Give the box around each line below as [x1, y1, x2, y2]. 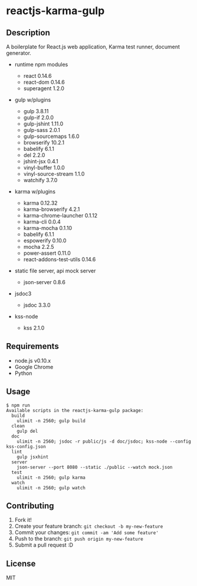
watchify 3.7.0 [23, 177, 58, 183]
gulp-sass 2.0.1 [23, 127, 61, 133]
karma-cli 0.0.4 [23, 218, 61, 225]
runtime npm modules [14, 61, 68, 68]
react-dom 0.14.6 [23, 78, 65, 85]
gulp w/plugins [14, 96, 51, 103]
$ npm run [6, 402, 31, 408]
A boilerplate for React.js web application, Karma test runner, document [6, 43, 180, 50]
